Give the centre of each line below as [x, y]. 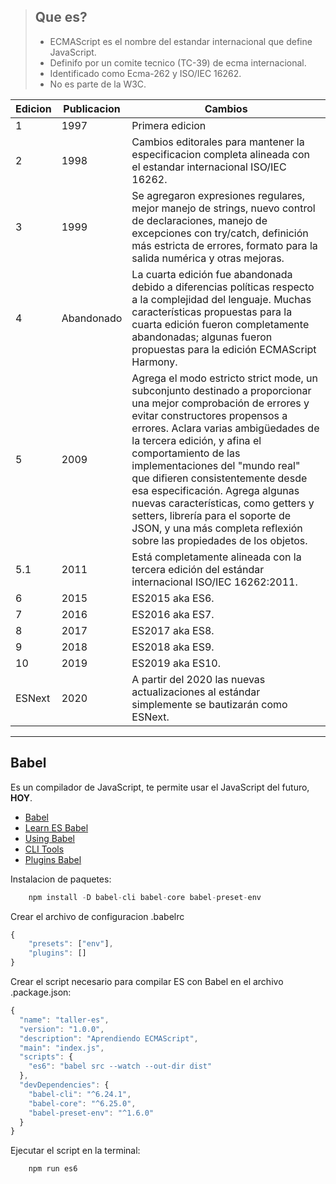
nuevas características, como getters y [223, 503]
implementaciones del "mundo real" [216, 465]
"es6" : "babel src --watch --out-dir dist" [120, 1066]
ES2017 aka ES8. [173, 630]
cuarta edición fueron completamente [220, 324]
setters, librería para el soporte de [211, 515]
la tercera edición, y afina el [196, 440]
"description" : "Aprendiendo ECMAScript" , [109, 1038]
